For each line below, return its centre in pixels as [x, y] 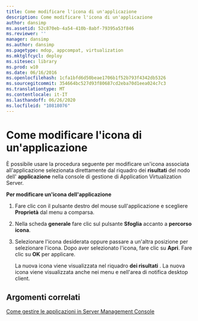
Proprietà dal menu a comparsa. [55, 212]
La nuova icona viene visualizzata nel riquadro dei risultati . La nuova [100, 266]
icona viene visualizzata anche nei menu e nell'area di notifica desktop [101, 272]
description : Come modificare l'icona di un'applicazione [79, 17]
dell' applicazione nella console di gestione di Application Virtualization [94, 177]
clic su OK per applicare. [45, 254]
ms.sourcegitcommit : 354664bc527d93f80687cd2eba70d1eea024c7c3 [86, 84]
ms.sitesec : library [32, 61]
